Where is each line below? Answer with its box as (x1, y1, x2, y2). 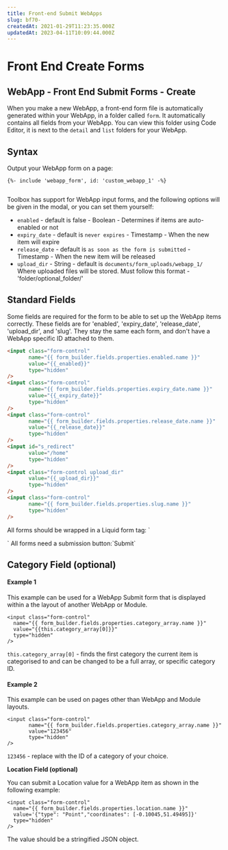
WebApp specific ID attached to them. (7, 334, 114, 342)
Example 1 (7, 578, 36, 587)
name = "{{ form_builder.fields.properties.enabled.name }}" (28, 354, 201, 361)
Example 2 (7, 680, 38, 688)
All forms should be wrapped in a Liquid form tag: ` (7, 526, 151, 534)
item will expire (16, 238, 60, 246)
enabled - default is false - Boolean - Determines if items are (16, 216, 188, 224)
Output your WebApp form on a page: (7, 164, 114, 172)
